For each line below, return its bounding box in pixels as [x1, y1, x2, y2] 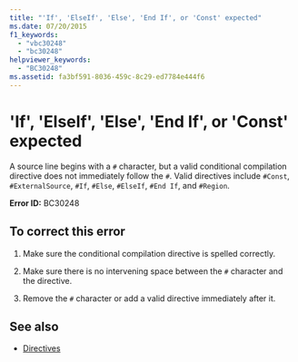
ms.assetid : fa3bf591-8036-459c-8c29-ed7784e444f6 [9, 73, 205, 82]
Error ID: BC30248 [9, 197, 80, 209]
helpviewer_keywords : [9, 55, 92, 64]
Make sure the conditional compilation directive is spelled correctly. [22, 248, 275, 259]
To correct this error [9, 224, 125, 240]
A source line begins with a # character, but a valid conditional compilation [9, 161, 288, 171]
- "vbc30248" [17, 38, 67, 48]
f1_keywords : [9, 30, 59, 39]
